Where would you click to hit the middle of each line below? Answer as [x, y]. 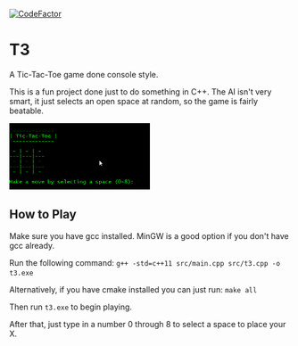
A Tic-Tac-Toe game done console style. [84, 74]
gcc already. [32, 245]
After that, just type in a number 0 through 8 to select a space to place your [148, 324]
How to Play [43, 214]
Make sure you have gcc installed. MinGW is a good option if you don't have [149, 235]
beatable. [27, 111]
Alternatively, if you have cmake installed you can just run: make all [133, 289]
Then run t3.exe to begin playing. [70, 307]
